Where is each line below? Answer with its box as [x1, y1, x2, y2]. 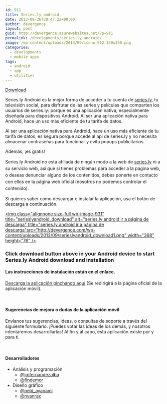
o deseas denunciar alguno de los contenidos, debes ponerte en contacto [5, 172, 158, 178]
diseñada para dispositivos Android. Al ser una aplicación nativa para [5, 112, 148, 119]
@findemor [20, 377, 44, 383]
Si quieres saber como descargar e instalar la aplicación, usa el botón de [5, 195, 155, 202]
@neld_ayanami [20, 388, 53, 394]
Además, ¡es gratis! [5, 148, 45, 154]
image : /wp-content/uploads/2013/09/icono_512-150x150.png [5, 40, 131, 45]
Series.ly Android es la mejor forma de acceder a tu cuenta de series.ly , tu [5, 96, 159, 102]
